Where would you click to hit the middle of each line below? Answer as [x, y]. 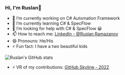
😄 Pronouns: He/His [33, 41]
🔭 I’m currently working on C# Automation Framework [66, 18]
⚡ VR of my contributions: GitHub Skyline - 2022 [61, 67]
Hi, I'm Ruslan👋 [23, 8]
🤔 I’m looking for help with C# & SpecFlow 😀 [57, 29]
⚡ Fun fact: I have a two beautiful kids [50, 46]
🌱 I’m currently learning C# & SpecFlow [51, 23]
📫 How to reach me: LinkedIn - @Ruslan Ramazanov [65, 34]
